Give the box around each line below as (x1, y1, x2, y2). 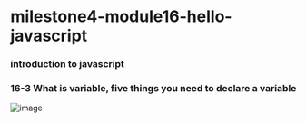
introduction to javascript (10, 58, 125, 70)
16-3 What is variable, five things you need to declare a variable (10, 82, 297, 95)
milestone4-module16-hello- (10, 6, 232, 27)
